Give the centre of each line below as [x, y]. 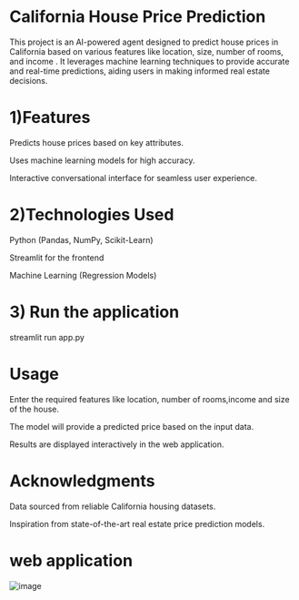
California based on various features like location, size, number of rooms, [146, 51]
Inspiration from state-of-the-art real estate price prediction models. [137, 524]
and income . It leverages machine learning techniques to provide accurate [149, 61]
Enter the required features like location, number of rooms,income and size [149, 399]
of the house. [35, 409]
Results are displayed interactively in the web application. [117, 444]
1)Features [50, 118]
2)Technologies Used [92, 215]
